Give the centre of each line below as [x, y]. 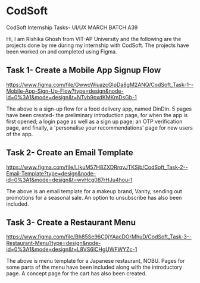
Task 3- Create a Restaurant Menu [71, 222]
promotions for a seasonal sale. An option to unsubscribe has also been [94, 197]
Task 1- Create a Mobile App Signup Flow [84, 70]
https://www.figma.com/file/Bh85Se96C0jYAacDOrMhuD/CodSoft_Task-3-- [99, 237]
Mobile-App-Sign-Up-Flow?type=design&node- [65, 91]
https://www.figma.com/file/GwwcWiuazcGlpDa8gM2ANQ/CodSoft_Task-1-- [100, 84]
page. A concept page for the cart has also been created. [76, 273]
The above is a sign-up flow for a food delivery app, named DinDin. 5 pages [99, 109]
